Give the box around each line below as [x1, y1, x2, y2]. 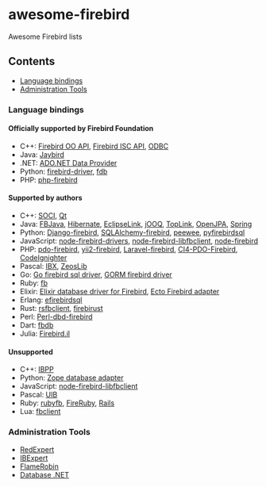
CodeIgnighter [19, 253, 67, 263]
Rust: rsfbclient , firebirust [19, 304, 103, 313]
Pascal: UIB [19, 390, 58, 400]
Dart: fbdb [19, 320, 54, 330]
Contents [8, 55, 56, 68]
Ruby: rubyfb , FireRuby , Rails [19, 398, 115, 408]
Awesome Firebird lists [8, 32, 83, 41]
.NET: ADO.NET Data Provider [19, 158, 118, 167]
